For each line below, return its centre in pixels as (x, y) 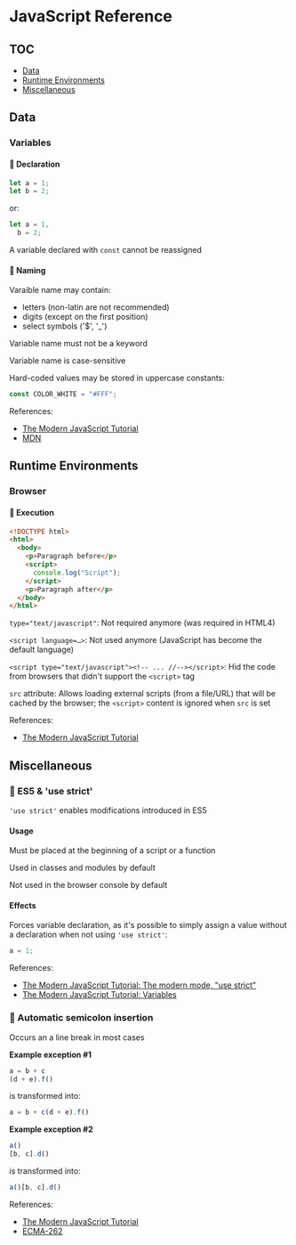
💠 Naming (28, 270)
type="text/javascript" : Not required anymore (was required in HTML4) (142, 623)
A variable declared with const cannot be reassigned (106, 250)
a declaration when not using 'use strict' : (88, 935)
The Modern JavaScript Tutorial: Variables (99, 995)
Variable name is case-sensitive (68, 361)
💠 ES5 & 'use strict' (51, 791)
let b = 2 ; (29, 191)
